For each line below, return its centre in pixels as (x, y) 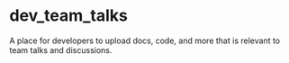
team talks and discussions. (61, 49)
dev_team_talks (68, 16)
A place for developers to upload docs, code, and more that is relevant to (145, 40)
